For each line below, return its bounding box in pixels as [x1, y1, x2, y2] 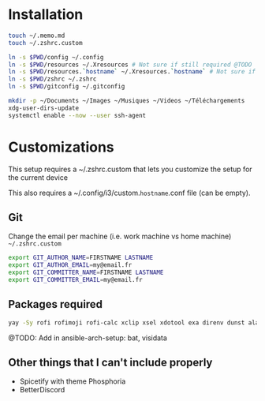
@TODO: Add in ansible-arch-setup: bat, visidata [8, 333, 168, 343]
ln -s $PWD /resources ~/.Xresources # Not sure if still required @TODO [8, 61, 252, 69]
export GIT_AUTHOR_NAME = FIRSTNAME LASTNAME [8, 254, 154, 262]
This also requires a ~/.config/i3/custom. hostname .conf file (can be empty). [8, 188, 251, 197]
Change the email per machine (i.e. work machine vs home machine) [8, 231, 232, 242]
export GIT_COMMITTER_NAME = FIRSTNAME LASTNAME [8, 268, 164, 277]
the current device [8, 172, 69, 182]
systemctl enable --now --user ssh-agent [8, 111, 147, 119]
